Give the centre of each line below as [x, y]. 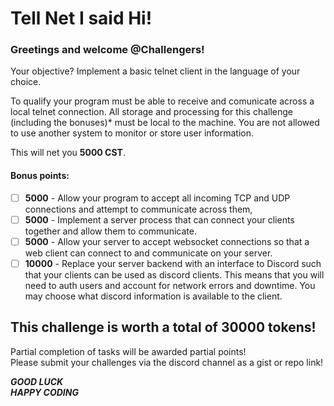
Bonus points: [40, 176]
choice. [26, 82]
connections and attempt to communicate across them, [138, 209]
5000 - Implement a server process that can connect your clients [159, 219]
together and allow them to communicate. [110, 231]
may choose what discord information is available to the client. [153, 296]
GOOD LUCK [37, 381]
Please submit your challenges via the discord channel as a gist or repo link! [167, 362]
